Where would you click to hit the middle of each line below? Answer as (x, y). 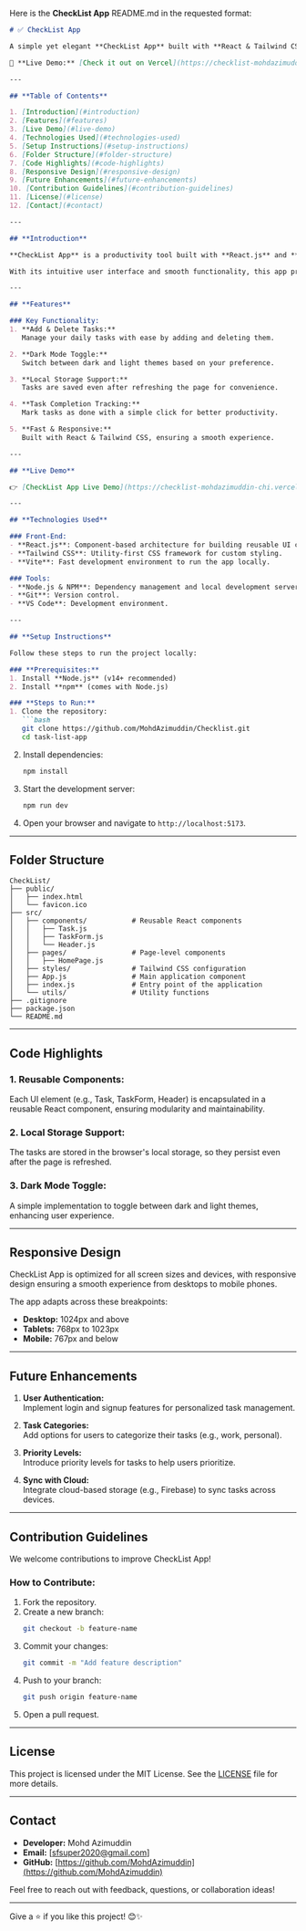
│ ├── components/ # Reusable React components (126, 921)
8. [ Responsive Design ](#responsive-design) (95, 172)
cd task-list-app (55, 737)
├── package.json (42, 1009)
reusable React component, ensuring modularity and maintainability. (138, 1109)
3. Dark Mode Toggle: (58, 1185)
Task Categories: (56, 1425)
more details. (34, 1783)
